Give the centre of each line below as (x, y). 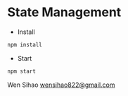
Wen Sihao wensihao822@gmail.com (61, 85)
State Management (64, 12)
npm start (22, 71)
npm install (25, 44)
